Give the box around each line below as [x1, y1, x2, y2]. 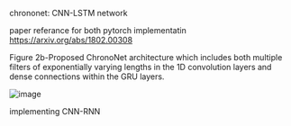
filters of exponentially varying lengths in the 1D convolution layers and [9, 62, 272, 72]
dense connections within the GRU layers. [9, 71, 165, 82]
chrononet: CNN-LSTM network [9, 8, 128, 18]
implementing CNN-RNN [9, 106, 101, 116]
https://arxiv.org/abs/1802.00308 [9, 35, 133, 45]
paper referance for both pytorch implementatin [9, 25, 186, 35]
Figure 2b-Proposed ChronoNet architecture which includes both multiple [9, 52, 283, 62]
